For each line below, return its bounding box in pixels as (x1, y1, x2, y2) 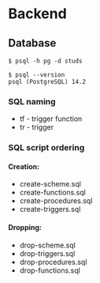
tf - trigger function (19, 114, 83, 123)
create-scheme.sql (19, 179, 81, 189)
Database (8, 36, 57, 50)
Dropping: (8, 223, 42, 232)
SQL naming (8, 96, 57, 107)
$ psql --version (8, 71, 65, 79)
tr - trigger (19, 123, 54, 132)
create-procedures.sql (19, 196, 93, 206)
